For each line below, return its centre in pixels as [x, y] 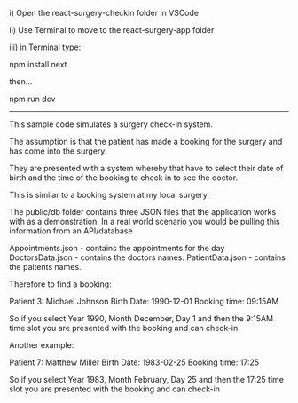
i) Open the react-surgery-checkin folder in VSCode [104, 13]
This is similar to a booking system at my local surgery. [110, 195]
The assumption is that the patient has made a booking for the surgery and [146, 142]
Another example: [42, 345]
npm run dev [32, 99]
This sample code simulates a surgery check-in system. [111, 124]
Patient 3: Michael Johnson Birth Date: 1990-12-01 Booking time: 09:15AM [144, 301]
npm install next [38, 64]
